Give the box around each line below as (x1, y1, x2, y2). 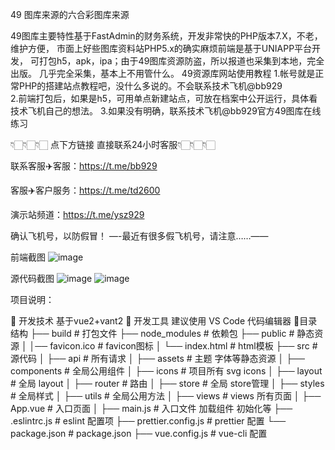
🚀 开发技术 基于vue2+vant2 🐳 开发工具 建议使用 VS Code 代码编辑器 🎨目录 (10, 315, 318, 327)
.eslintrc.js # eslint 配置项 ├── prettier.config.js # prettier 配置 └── (10, 415, 287, 427)
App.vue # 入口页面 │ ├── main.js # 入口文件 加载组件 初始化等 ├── (10, 403, 293, 414)
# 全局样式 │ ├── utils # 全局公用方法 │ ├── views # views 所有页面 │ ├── (10, 390, 322, 402)
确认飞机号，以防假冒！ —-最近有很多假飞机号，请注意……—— (10, 230, 269, 242)
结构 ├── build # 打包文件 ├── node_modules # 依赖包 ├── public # (10, 328, 295, 339)
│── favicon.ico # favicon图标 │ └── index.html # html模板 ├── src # (29, 340, 318, 352)
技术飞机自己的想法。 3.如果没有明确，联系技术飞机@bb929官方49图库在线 (10, 105, 322, 117)
